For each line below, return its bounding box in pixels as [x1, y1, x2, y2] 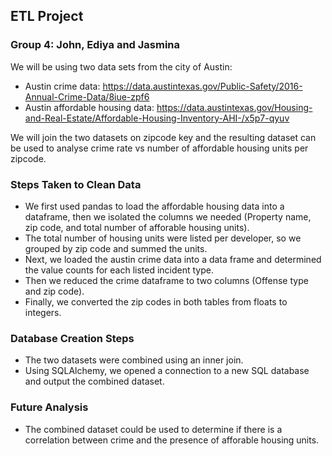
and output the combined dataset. [24, 375, 165, 388]
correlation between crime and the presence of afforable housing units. [24, 434, 320, 446]
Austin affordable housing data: [24, 101, 155, 113]
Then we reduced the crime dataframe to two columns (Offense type [24, 274, 309, 286]
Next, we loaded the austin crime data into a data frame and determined [24, 253, 322, 265]
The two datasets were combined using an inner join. [24, 354, 244, 366]
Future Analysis [10, 400, 89, 414]
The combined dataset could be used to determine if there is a [24, 423, 283, 435]
